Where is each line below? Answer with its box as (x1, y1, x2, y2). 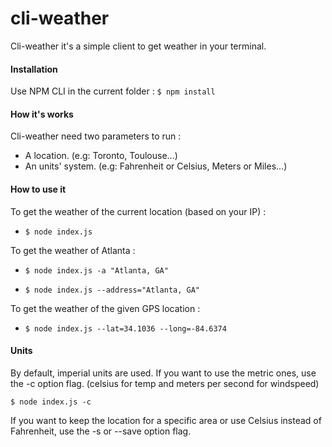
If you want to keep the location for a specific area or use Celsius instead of (10, 414, 322, 426)
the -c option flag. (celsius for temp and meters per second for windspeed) (10, 377, 320, 389)
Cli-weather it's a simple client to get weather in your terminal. (10, 40, 267, 52)
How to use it (10, 183, 67, 195)
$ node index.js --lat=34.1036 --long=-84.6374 (24, 323, 227, 334)
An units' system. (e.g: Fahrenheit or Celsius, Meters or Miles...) (24, 160, 288, 172)
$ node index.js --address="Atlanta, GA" (24, 285, 200, 295)
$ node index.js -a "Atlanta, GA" (24, 265, 169, 276)
